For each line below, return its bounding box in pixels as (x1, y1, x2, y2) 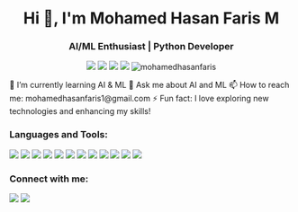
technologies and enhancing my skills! (9, 106, 151, 117)
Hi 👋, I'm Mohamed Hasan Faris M (23, 8, 280, 29)
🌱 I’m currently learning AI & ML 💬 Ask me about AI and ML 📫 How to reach (9, 80, 290, 91)
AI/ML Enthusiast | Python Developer (68, 40, 234, 53)
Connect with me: (9, 172, 89, 185)
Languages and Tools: (9, 128, 108, 141)
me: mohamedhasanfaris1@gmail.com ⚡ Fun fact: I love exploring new (9, 93, 269, 104)
